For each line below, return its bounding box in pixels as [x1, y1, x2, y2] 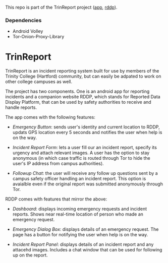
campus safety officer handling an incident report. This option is [12, 176, 146, 182]
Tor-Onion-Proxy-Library [12, 34, 65, 40]
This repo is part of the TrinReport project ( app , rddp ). [5, 5, 118, 10]
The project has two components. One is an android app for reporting [5, 88, 150, 95]
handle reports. [5, 104, 37, 110]
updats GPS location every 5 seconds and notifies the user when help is [12, 129, 162, 136]
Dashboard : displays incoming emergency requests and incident [12, 206, 147, 212]
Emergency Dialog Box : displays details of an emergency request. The [12, 226, 159, 232]
